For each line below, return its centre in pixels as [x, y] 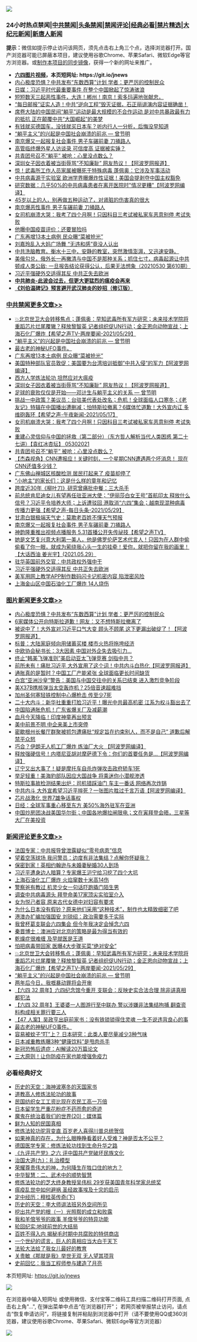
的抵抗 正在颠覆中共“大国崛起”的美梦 [59, 119]
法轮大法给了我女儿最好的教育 [50, 1248]
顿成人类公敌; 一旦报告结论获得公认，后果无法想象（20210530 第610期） [103, 266]
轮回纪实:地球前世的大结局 [46, 1227]
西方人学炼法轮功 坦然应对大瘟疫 [54, 378]
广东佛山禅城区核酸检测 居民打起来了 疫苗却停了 [72, 473]
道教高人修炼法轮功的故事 [45, 1094]
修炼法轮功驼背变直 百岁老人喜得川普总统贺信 [69, 1131]
